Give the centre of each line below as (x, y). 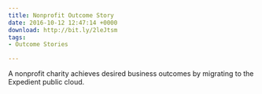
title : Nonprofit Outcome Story (61, 15)
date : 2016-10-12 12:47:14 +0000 (63, 23)
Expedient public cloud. (46, 82)
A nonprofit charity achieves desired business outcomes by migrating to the (131, 74)
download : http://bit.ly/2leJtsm (63, 30)
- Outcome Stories (38, 45)
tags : (17, 37)
